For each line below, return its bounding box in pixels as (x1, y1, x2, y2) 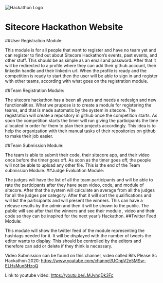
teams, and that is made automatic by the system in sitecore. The (5, 107, 136, 113)
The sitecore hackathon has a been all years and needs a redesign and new (5, 97, 157, 103)
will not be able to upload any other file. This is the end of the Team (5, 162, 140, 168)
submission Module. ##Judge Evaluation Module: (5, 167, 105, 173)
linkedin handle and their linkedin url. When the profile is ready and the (5, 68, 147, 73)
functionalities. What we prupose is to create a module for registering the (5, 102, 152, 108)
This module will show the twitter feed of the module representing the (5, 228, 145, 233)
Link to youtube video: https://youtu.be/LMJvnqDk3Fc (5, 272, 114, 278)
